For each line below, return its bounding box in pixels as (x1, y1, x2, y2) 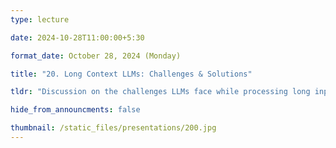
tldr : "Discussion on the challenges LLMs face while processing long (10, 87, 311, 97)
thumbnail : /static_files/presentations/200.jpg (10, 123, 217, 133)
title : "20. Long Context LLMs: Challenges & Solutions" (10, 69, 253, 79)
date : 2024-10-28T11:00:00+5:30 (10, 32, 145, 43)
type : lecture (10, 14, 70, 25)
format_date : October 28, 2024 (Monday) (10, 51, 182, 61)
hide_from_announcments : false (10, 105, 141, 115)
